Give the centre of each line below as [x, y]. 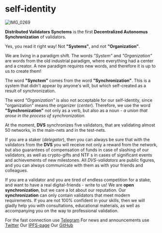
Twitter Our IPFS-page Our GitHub [39, 225]
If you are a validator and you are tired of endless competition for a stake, [78, 180]
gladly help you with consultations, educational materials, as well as [73, 205]
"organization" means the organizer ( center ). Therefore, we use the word [78, 105]
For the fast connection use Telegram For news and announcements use [77, 220]
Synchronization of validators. [36, 37]
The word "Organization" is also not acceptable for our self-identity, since [79, 100]
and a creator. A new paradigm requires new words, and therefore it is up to [80, 66]
